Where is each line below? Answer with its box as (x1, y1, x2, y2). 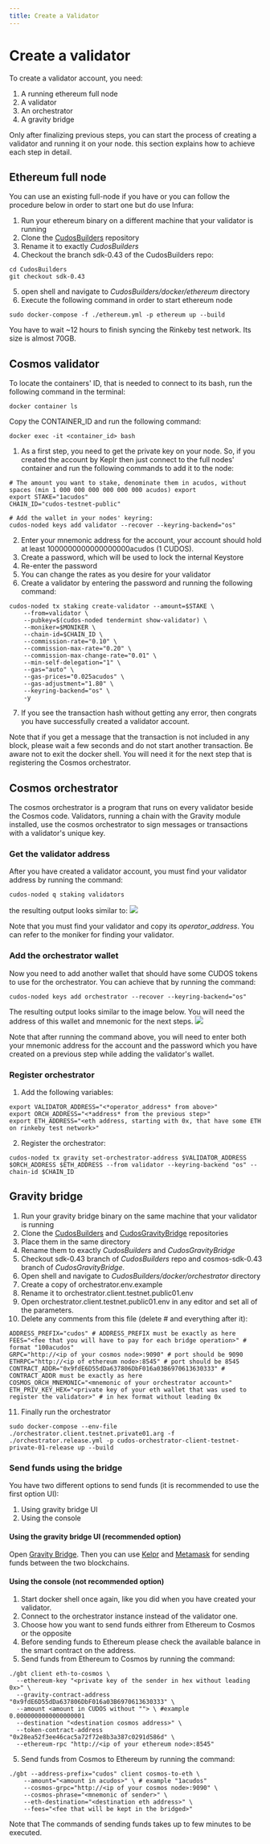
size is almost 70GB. (9, 333, 77, 343)
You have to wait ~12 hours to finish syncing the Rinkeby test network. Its (9, 325, 252, 335)
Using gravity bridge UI (20, 1505, 99, 1514)
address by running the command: (9, 875, 123, 885)
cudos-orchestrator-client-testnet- (117, 1437, 240, 1445)
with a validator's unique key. (9, 829, 106, 837)
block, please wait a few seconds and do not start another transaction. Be (9, 741, 254, 750)
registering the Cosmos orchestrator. (9, 758, 131, 767)
